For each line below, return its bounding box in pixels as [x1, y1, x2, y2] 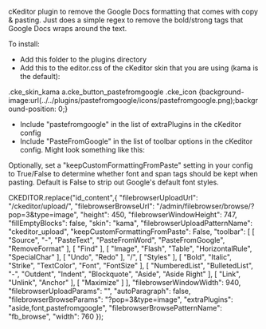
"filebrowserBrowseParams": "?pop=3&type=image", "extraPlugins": [8, 295, 233, 304]
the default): [19, 72, 61, 81]
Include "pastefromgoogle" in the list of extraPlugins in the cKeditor [19, 120, 241, 129]
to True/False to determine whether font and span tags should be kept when [8, 169, 259, 178]
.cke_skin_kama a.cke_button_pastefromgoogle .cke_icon [8, 87, 198, 97]
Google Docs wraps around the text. [8, 24, 127, 33]
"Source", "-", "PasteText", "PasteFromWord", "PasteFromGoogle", [8, 236, 225, 244]
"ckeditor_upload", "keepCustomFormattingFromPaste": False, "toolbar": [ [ [8, 227, 255, 236]
